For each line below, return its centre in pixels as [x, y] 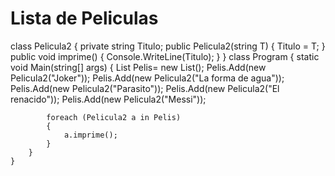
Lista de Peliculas [84, 18]
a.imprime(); [90, 135]
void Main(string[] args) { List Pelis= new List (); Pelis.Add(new [138, 67]
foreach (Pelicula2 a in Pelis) [114, 117]
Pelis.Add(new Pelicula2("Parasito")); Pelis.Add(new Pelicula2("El [145, 88]
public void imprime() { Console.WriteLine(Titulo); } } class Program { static [165, 56]
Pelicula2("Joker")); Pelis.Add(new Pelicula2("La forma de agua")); [147, 78]
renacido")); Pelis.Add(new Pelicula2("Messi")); [108, 99]
